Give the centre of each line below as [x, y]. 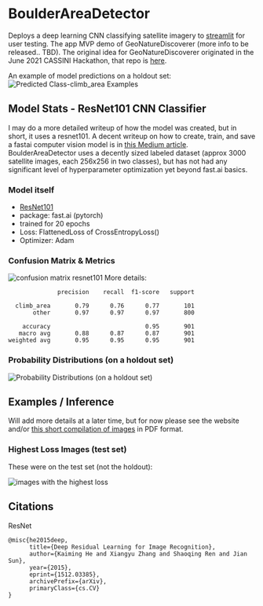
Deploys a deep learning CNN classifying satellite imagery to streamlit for [127, 35]
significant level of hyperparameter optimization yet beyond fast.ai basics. [128, 169]
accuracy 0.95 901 [108, 327]
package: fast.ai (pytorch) [61, 215]
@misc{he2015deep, [38, 540]
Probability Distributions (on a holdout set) [91, 360]
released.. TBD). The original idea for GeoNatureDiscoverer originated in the [131, 52]
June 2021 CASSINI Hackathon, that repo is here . [88, 61]
